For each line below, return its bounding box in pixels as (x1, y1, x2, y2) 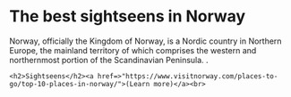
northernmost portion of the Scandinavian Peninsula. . (9, 54, 209, 65)
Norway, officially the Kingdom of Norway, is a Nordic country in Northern (9, 36, 282, 46)
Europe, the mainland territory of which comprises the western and (9, 44, 257, 55)
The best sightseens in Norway (9, 6, 246, 27)
